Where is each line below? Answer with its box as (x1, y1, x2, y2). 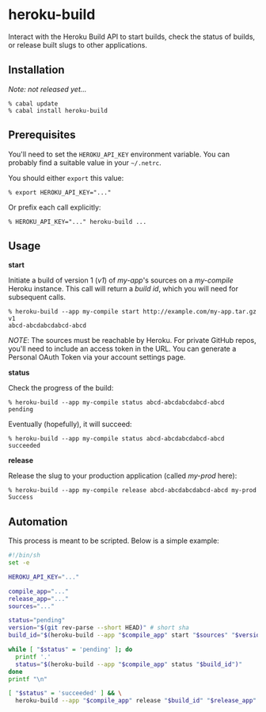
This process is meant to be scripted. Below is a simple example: (8, 536, 219, 545)
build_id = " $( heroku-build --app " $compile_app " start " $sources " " (8, 631, 236, 640)
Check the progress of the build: (8, 383, 114, 393)
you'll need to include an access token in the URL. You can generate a (8, 344, 237, 354)
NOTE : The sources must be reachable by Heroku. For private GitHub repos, (8, 336, 256, 345)
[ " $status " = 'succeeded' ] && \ (8, 689, 123, 698)
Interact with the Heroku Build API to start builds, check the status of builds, (8, 32, 256, 41)
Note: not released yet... (8, 84, 87, 94)
